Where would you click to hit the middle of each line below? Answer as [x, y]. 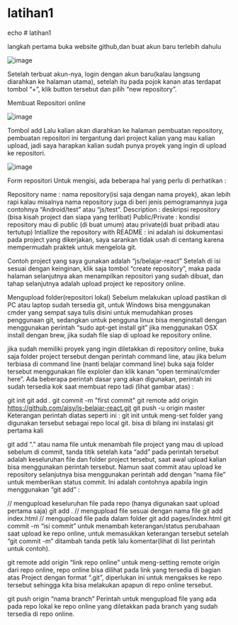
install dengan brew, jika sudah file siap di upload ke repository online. [110, 335]
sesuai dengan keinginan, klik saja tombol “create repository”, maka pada [114, 268]
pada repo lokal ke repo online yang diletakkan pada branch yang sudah [113, 606]
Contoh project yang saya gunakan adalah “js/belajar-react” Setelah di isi [114, 261]
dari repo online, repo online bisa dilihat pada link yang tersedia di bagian [114, 570]
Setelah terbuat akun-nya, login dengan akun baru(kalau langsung [104, 74]
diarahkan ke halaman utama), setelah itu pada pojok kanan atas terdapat [114, 81]
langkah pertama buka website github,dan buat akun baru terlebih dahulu [114, 46]
